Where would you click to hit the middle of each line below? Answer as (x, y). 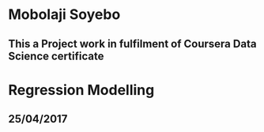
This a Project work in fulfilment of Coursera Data (132, 44)
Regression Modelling (81, 90)
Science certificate (56, 56)
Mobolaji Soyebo (64, 15)
